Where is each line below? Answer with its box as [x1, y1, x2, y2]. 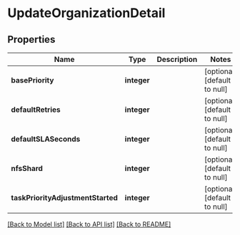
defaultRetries [11, 105, 61, 115]
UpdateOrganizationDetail [7, 5, 166, 21]
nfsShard [11, 164, 43, 173]
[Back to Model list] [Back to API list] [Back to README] [7, 220, 171, 229]
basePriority [11, 75, 54, 85]
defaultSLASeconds [11, 134, 81, 144]
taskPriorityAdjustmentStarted [11, 193, 118, 202]
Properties [7, 33, 56, 46]
